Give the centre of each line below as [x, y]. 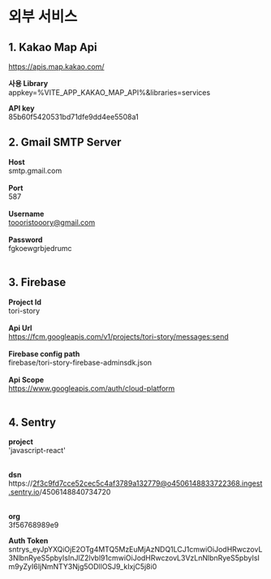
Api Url [20, 328]
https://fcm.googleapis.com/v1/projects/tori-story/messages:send [118, 336]
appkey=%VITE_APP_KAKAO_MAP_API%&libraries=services [110, 93]
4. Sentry [32, 423]
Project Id [25, 302]
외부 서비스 [43, 17]
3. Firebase [37, 282]
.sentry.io [24, 492]
